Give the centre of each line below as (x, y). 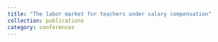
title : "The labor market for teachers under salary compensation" (110, 14)
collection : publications (46, 21)
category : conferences (41, 27)
